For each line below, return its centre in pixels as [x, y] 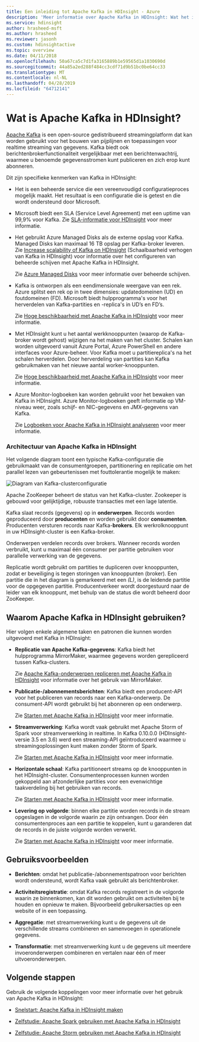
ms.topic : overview [30, 50]
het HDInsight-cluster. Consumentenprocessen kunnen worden [92, 775]
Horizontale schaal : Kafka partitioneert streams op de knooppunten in [101, 769]
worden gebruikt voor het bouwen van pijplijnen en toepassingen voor [92, 141]
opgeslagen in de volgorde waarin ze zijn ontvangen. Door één [92, 817]
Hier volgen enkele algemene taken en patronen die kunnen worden [89, 632]
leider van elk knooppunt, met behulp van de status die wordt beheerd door [98, 592]
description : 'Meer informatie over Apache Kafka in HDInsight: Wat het [98, 17]
